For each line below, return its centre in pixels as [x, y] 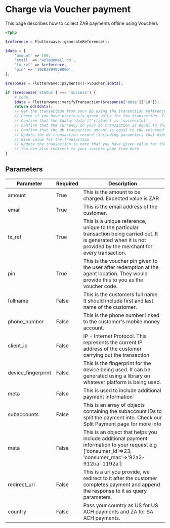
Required [67, 183]
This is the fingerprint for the [117, 363]
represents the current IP [113, 342]
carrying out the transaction [116, 355]
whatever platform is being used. [122, 382]
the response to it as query [115, 491]
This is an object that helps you [120, 432]
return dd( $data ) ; [34, 107]
